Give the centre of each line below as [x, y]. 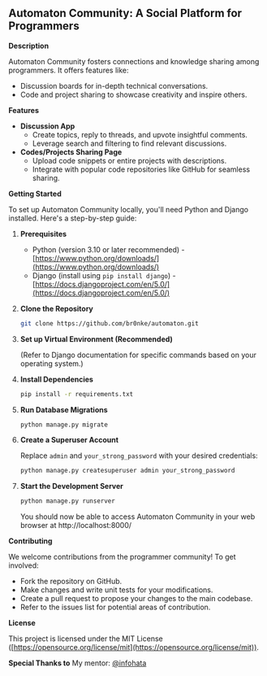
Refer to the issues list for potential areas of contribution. [115, 607]
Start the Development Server [72, 486]
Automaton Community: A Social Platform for [125, 13]
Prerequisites [43, 233]
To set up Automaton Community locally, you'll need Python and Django [129, 209]
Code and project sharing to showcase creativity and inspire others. [133, 94]
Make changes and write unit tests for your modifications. [116, 590]
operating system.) [52, 363]
